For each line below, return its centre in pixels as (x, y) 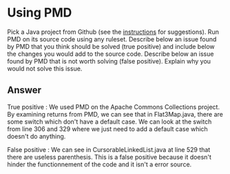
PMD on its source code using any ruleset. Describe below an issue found (112, 39)
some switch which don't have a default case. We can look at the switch (109, 122)
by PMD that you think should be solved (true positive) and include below (111, 46)
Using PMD (40, 13)
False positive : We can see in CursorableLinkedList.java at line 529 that (109, 149)
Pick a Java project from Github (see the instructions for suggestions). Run (113, 32)
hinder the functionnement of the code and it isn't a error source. (100, 164)
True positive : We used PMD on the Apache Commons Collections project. (114, 107)
